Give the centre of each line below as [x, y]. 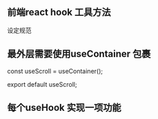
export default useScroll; [42, 84]
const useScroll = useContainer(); [55, 71]
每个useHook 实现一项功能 [64, 108]
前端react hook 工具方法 [59, 12]
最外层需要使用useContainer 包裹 [79, 54]
